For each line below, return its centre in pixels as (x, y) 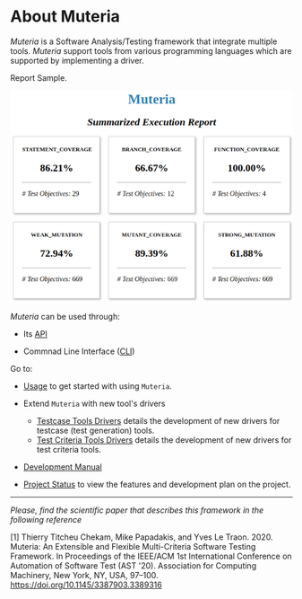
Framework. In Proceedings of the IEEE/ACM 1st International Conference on (151, 556)
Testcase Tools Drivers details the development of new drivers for (158, 420)
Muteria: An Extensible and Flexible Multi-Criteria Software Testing (133, 546)
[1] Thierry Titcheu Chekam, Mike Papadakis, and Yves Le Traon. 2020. (142, 537)
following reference (46, 519)
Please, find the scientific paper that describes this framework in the (137, 510)
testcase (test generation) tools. (95, 430)
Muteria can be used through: (65, 316)
